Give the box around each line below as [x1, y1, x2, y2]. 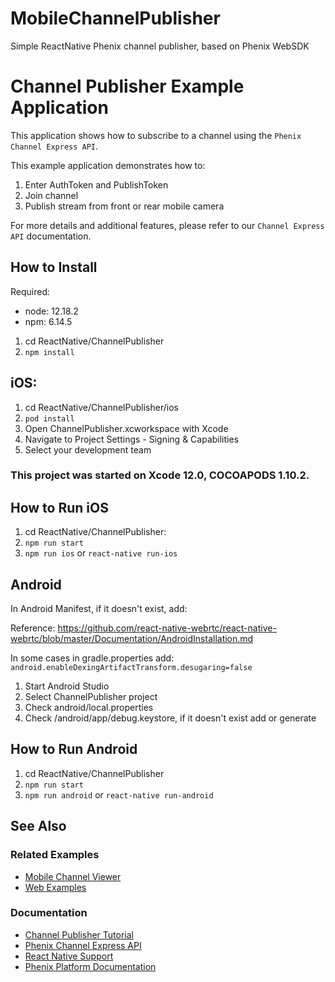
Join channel [24, 189, 79, 201]
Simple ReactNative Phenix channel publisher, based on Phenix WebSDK [10, 40, 310, 52]
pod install [24, 413, 75, 424]
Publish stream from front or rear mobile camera [24, 200, 225, 212]
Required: [10, 285, 51, 297]
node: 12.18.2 [24, 305, 79, 317]
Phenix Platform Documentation [24, 960, 157, 972]
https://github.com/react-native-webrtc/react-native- [57, 622, 277, 634]
